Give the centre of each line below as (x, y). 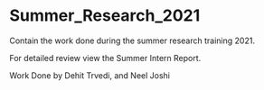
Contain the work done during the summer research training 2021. (132, 40)
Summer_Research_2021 (105, 16)
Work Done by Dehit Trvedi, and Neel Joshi (90, 75)
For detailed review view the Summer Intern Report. (105, 58)
